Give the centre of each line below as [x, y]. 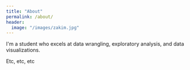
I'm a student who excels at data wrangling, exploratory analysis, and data [95, 44]
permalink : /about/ [30, 17]
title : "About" [24, 11]
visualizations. [23, 50]
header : [15, 22]
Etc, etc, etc [20, 61]
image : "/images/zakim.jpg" [45, 27]
